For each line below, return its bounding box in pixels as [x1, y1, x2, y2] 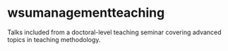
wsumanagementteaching [7, 5, 165, 21]
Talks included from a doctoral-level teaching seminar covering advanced [7, 28, 222, 36]
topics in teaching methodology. [7, 35, 101, 43]
